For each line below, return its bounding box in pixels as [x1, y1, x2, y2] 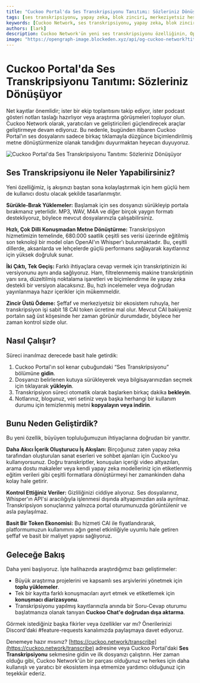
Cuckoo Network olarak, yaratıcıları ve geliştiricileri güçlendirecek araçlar [6, 120, 186, 127]
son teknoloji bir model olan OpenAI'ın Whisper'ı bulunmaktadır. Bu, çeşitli [6, 238, 187, 245]
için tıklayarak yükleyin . [14, 382, 74, 390]
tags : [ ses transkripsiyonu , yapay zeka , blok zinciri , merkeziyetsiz [6, 14, 185, 20]
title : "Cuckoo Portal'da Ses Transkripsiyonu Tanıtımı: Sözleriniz [6, 8, 180, 15]
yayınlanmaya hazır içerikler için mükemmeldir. [6, 288, 121, 295]
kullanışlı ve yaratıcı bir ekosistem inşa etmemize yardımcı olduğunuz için [6, 663, 186, 671]
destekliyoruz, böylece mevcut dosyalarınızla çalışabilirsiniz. [6, 214, 154, 221]
